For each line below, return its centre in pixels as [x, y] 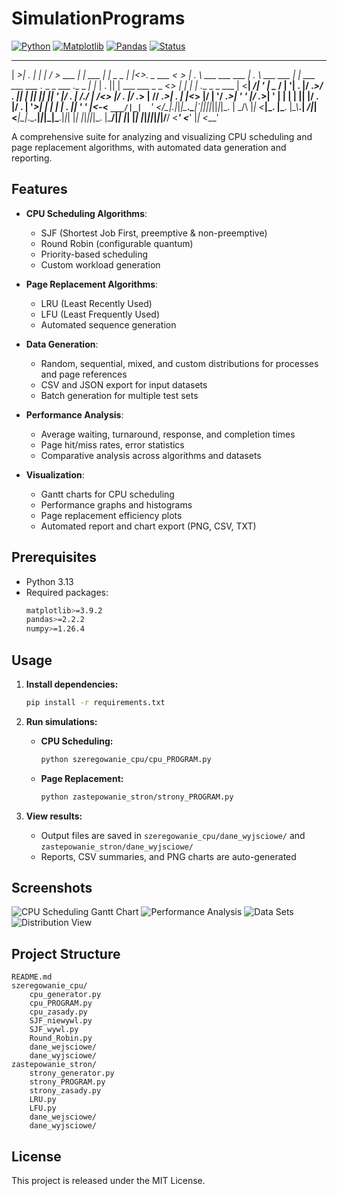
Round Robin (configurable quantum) [117, 243]
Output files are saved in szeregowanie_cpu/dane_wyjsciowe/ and [173, 835]
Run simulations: [61, 721]
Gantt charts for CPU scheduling [107, 494]
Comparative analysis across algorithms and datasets [151, 455]
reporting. [32, 158]
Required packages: [67, 592]
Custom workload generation [100, 264]
